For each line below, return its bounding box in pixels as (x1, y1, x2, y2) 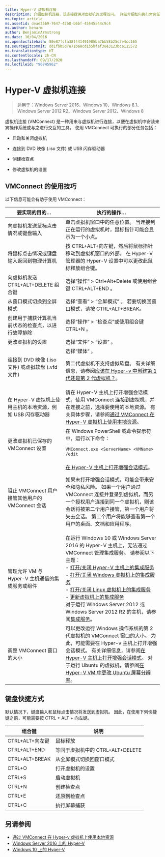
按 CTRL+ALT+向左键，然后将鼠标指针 (65, 242, 153, 249)
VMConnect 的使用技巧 (5, 182, 77, 191)
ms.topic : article (5, 16, 43, 21)
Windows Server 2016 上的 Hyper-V (12, 840, 85, 846)
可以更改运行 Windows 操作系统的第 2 (65, 625, 153, 632)
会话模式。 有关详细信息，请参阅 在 (65, 647, 146, 654)
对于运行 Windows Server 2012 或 (65, 601, 145, 608)
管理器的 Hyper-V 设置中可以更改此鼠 (65, 257, 153, 264)
